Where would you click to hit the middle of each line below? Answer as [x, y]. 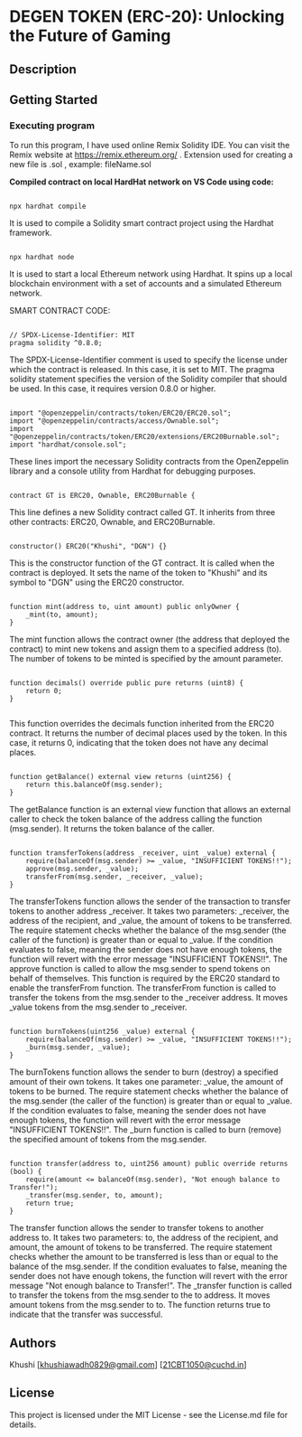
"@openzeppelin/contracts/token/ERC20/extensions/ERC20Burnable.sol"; [145, 437]
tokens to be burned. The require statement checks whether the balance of [149, 1092]
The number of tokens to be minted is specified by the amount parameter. [146, 659]
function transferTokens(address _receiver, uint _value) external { [143, 853]
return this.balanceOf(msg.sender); [95, 785]
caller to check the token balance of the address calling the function [136, 819]
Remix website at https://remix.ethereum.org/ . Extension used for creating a [151, 155]
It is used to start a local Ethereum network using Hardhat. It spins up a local [151, 274]
